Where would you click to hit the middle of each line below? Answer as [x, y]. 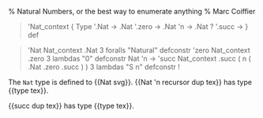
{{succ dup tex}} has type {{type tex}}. [71, 106]
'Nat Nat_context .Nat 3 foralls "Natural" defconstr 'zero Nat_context [139, 50]
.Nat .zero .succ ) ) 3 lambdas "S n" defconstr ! [103, 67]
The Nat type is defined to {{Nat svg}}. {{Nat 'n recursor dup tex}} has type [130, 82]
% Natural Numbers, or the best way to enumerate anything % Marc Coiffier [132, 11]
